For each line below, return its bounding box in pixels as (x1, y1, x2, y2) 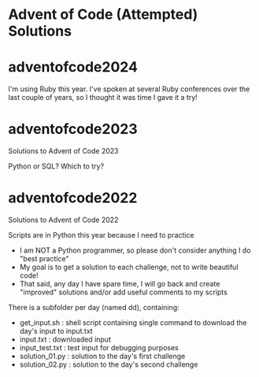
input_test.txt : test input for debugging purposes (19, 343, 179, 352)
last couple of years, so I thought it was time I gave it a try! (8, 93, 198, 102)
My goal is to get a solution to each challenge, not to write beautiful (19, 262, 239, 272)
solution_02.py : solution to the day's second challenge (19, 360, 198, 369)
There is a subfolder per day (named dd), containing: (8, 303, 179, 312)
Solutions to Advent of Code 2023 (8, 146, 119, 156)
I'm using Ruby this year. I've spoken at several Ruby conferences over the (8, 84, 250, 94)
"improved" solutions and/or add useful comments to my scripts (19, 287, 228, 297)
